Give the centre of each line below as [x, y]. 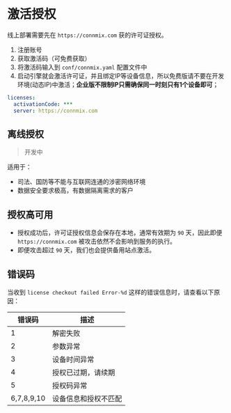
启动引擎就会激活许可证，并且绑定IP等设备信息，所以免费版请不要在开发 [121, 76]
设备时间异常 [73, 359]
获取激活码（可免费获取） [54, 58]
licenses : [22, 98]
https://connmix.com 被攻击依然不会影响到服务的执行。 [96, 242]
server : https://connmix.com [56, 111]
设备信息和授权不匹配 [87, 399]
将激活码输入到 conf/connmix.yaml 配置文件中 [82, 67]
